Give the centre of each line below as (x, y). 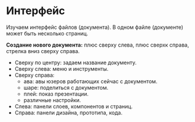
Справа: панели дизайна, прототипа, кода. (69, 113)
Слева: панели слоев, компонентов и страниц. (74, 106)
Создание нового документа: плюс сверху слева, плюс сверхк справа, (97, 45)
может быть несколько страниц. (47, 33)
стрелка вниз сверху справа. (43, 51)
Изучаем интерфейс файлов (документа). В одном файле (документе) (95, 27)
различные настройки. (52, 100)
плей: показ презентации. (56, 94)
